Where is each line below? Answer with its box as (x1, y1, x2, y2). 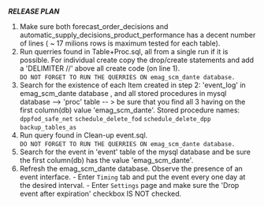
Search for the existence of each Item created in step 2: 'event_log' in (19, 80, 246, 90)
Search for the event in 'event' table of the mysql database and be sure (19, 147, 251, 156)
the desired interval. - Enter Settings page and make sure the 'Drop (19, 181, 240, 189)
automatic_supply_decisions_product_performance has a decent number (19, 31, 256, 39)
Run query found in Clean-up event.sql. (19, 131, 148, 140)
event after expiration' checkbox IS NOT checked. (19, 189, 182, 198)
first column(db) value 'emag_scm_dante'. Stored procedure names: (19, 105, 240, 115)
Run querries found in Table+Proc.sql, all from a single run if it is (19, 47, 229, 56)
